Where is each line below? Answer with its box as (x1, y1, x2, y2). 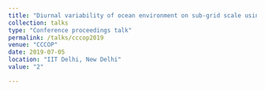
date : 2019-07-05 (8, 48, 65, 56)
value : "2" (8, 63, 44, 71)
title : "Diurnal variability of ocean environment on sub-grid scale (8, 11, 242, 20)
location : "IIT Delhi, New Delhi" (8, 56, 122, 64)
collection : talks (8, 19, 69, 27)
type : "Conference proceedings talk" (8, 26, 132, 34)
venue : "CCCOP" (8, 41, 58, 49)
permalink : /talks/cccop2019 (8, 33, 104, 42)
